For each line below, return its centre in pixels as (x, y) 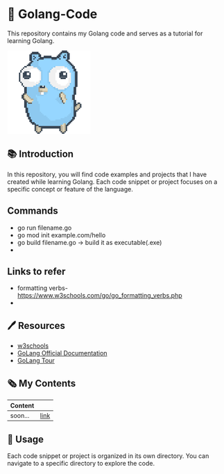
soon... (20, 415)
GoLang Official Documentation (62, 353)
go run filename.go (44, 228)
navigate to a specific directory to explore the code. (81, 464)
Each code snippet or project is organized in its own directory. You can (108, 456)
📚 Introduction (41, 154)
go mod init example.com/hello (61, 235)
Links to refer (36, 271)
